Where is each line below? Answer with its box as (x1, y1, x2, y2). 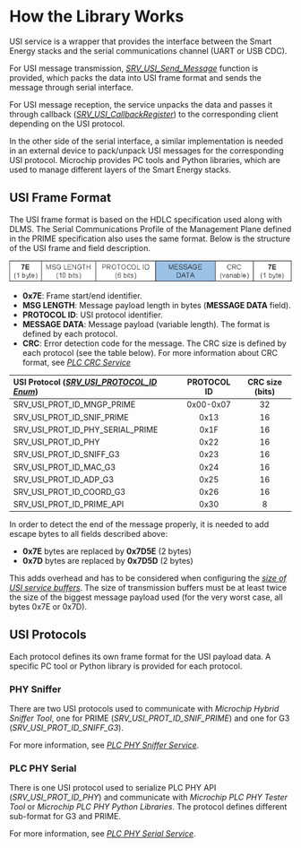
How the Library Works (9, 6, 185, 27)
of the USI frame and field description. (9, 242, 150, 253)
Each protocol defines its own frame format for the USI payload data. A (9, 651, 271, 662)
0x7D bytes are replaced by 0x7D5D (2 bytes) (21, 555, 194, 566)
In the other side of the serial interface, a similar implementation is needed (9, 135, 284, 146)
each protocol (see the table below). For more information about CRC (21, 347, 279, 358)
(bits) (254, 386, 276, 397)
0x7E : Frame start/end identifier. (21, 290, 142, 301)
